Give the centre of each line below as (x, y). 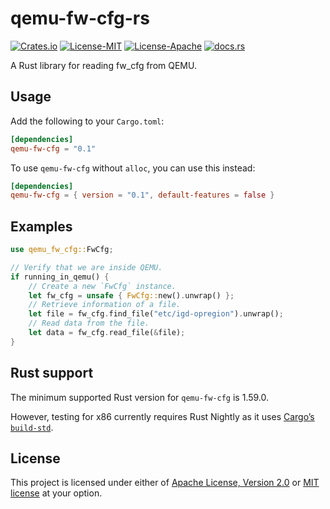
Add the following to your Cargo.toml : (87, 121)
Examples (41, 226)
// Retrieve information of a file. (105, 305)
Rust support (52, 373)
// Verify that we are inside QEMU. (86, 267)
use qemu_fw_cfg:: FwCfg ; (62, 250)
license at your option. (56, 493)
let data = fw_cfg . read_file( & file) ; (107, 333)
